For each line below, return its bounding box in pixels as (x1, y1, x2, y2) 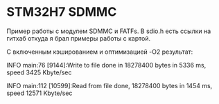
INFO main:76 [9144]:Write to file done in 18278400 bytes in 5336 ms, (6, 61, 207, 69)
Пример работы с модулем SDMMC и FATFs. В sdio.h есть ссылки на (6, 27, 211, 35)
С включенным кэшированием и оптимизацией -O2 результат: (6, 48, 193, 56)
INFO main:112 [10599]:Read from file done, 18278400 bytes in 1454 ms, (6, 81, 213, 90)
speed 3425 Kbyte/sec (6, 68, 72, 76)
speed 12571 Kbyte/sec (6, 89, 73, 97)
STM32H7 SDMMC (6, 4, 117, 20)
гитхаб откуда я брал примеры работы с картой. (6, 34, 150, 42)
